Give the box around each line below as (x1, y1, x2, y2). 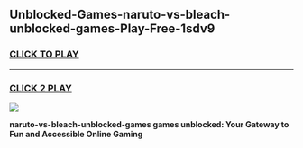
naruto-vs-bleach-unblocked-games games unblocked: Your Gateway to (9, 118, 289, 129)
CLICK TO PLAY (9, 48, 79, 61)
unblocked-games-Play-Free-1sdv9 (9, 22, 216, 37)
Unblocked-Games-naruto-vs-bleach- (9, 7, 231, 22)
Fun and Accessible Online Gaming (9, 128, 143, 139)
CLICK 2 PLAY (9, 82, 72, 94)
